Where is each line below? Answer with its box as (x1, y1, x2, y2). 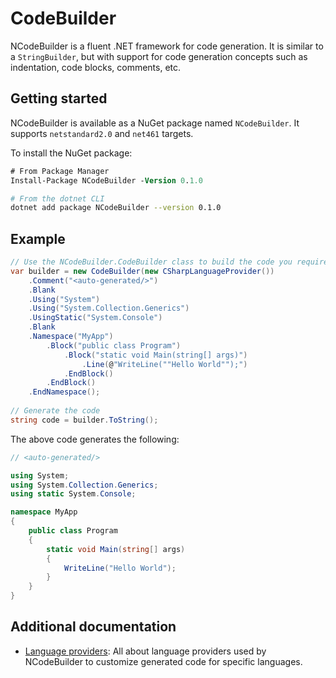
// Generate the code (10, 406, 101, 416)
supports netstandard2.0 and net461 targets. (10, 127, 194, 139)
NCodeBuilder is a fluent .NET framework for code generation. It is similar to (10, 40, 324, 52)
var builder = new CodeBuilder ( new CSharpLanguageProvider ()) (10, 266, 275, 276)
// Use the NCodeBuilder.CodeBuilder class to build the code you (10, 257, 293, 267)
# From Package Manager (10, 166, 110, 176)
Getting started (10, 90, 108, 107)
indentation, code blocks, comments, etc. (10, 61, 182, 73)
